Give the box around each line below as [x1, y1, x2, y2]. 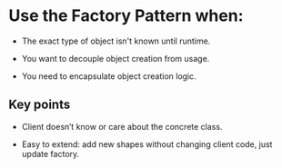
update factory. [21, 148, 80, 159]
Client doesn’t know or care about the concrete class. [21, 121, 223, 132]
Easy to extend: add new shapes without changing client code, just [21, 138, 273, 150]
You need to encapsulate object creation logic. [21, 70, 196, 82]
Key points [8, 97, 71, 113]
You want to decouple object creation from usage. [21, 53, 210, 64]
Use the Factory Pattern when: [8, 5, 244, 26]
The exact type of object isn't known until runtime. [21, 35, 211, 46]
